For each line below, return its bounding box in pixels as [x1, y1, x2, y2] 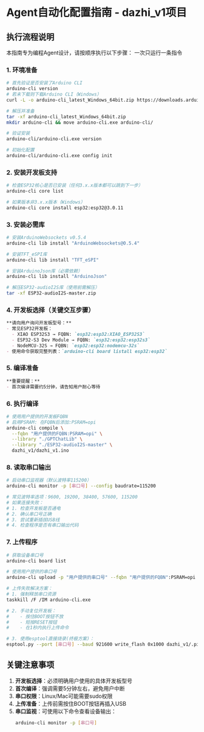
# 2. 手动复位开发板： [6, 608, 56, 614]
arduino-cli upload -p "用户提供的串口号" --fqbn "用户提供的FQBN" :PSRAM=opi [6, 574, 196, 581]
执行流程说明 [6, 32, 55, 42]
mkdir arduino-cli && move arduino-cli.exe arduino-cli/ [6, 119, 154, 126]
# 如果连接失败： [6, 499, 44, 506]
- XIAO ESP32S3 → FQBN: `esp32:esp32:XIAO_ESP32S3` [12, 332, 146, 338]
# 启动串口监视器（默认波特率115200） [6, 477, 92, 483]
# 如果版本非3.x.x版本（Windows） [6, 199, 86, 205]
